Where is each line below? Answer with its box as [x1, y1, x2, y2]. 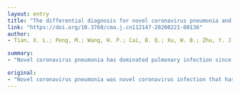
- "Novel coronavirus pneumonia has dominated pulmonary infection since [7, 56, 232, 64]
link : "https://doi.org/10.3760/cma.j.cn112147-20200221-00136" [7, 23, 203, 31]
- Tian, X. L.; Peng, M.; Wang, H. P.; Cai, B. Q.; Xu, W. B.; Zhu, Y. [7, 37, 225, 44]
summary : [7, 50, 34, 57]
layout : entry [7, 10, 50, 18]
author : [7, 30, 31, 38]
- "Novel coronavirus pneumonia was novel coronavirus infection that [7, 75, 222, 83]
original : [7, 69, 37, 76]
